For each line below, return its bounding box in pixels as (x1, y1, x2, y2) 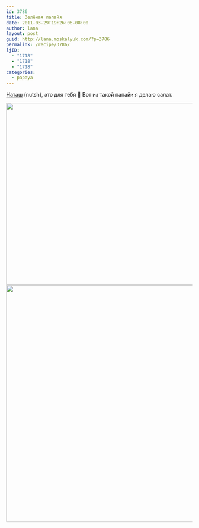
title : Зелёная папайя (6, 14, 62, 20)
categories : (6, 69, 36, 75)
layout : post (6, 31, 38, 37)
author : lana (6, 25, 38, 31)
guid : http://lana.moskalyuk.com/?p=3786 (6, 36, 110, 42)
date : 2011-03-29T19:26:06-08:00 (6, 20, 89, 25)
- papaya (11, 75, 33, 81)
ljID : (6, 47, 20, 53)
